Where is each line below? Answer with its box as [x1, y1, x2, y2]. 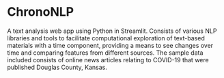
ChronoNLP [7, 4, 74, 20]
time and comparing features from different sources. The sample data [7, 49, 204, 57]
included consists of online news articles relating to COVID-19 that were [7, 55, 210, 64]
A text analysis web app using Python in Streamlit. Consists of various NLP [7, 27, 217, 35]
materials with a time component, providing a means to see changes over [7, 41, 214, 49]
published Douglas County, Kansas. [7, 63, 107, 71]
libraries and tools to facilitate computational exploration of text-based [7, 34, 205, 42]
